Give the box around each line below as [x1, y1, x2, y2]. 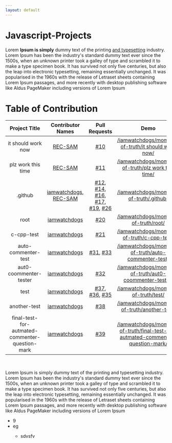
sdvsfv [20, 433, 35, 439]
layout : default [5, 7, 40, 13]
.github [16, 191, 33, 199]
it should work [8, 140, 42, 147]
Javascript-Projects [5, 29, 92, 41]
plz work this [9, 161, 40, 168]
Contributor [50, 121, 80, 128]
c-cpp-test [11, 230, 39, 238]
